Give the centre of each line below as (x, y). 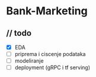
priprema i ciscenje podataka (50, 54)
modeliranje (29, 61)
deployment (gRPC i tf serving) (52, 67)
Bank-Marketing (47, 11)
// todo (19, 33)
